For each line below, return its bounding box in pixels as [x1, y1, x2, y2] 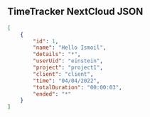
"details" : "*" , [33, 51, 81, 58]
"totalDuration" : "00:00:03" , [33, 84, 122, 91]
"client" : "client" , [33, 70, 94, 77]
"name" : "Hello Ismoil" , [33, 44, 107, 52]
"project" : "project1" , [33, 64, 103, 72]
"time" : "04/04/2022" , [33, 77, 100, 84]
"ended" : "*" [33, 90, 72, 98]
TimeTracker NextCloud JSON [7, 6, 144, 18]
